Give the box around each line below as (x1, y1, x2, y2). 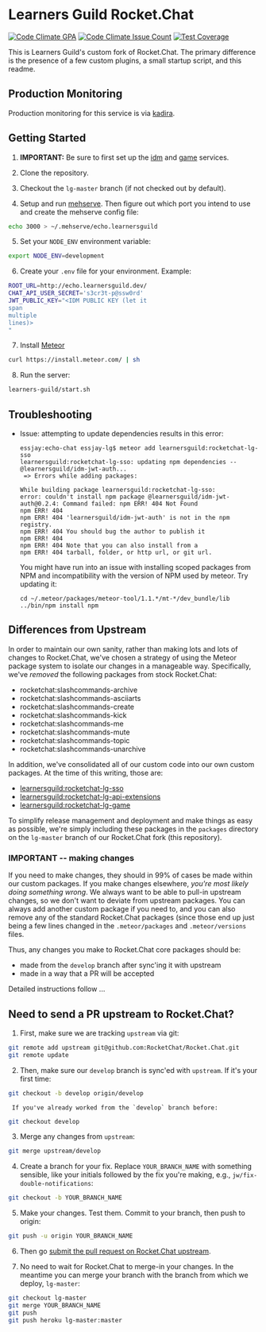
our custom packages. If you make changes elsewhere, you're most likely (8, 879, 249, 889)
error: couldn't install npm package (19, 493, 145, 501)
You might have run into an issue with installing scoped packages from (19, 563, 252, 571)
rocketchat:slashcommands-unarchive (19, 744, 146, 753)
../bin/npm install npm (19, 602, 99, 610)
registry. (19, 521, 53, 529)
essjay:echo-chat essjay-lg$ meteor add (19, 444, 156, 452)
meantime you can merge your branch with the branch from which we (19, 1270, 249, 1280)
